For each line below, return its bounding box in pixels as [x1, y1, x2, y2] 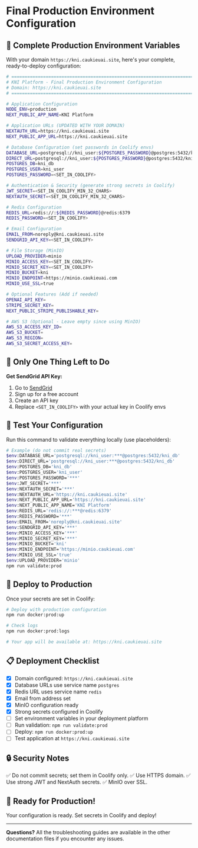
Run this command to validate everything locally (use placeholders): [6, 436, 171, 443]
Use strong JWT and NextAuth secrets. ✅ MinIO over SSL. [6, 779, 148, 786]
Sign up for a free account [14, 390, 78, 397]
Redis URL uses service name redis [14, 688, 102, 695]
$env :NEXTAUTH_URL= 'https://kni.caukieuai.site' [6, 492, 128, 497]
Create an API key [14, 397, 59, 404]
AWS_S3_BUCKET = [6, 330, 44, 336]
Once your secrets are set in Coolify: [6, 595, 95, 602]
